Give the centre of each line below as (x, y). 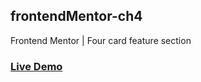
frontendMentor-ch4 (76, 16)
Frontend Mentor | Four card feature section (101, 40)
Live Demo (36, 66)
